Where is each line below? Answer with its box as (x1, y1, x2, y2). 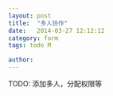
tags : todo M (8, 42, 52, 50)
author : (8, 56, 34, 64)
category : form (8, 34, 59, 42)
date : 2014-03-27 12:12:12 (8, 26, 105, 34)
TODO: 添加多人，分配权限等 (8, 79, 103, 88)
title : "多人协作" (8, 19, 68, 27)
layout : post (8, 11, 52, 20)
